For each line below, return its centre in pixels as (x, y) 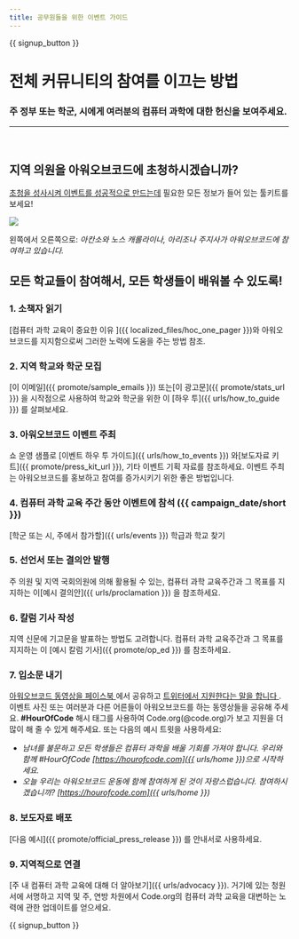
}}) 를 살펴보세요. (39, 409)
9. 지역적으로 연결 (45, 864)
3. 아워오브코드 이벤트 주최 (63, 434)
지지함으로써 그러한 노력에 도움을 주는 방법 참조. (122, 341)
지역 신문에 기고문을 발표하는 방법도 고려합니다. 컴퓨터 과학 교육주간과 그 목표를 (146, 639)
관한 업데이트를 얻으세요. (68, 907)
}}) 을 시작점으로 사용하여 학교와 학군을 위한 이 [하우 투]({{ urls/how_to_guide (145, 398)
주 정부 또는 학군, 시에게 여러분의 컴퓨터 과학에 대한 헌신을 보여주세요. (148, 111)
